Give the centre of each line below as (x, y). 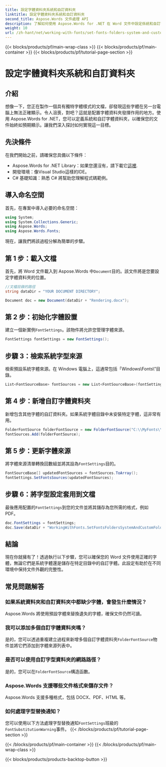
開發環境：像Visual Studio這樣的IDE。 (51, 172)
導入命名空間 (25, 195)
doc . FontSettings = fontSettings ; (41, 523)
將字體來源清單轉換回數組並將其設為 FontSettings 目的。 (62, 464)
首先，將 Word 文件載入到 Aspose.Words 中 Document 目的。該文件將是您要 (80, 271)
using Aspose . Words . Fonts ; (33, 231)
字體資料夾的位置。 (29, 277)
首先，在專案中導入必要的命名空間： (42, 208)
